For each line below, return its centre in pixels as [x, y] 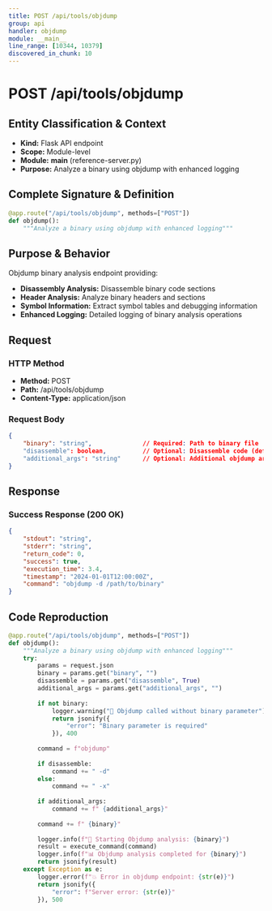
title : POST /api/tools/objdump [63, 16]
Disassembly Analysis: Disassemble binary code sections [118, 289]
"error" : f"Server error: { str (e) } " [113, 892]
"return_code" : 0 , [54, 554]
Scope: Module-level [55, 152]
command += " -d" [81, 771]
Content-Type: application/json [73, 397]
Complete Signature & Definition [91, 194]
